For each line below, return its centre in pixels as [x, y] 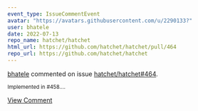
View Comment [30, 100]
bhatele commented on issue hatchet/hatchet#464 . [83, 74]
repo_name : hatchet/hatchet [49, 41]
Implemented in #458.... [37, 87]
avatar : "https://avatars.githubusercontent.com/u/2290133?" [100, 21]
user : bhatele [28, 27]
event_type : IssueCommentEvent [54, 14]
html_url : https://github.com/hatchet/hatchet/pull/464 [92, 47]
